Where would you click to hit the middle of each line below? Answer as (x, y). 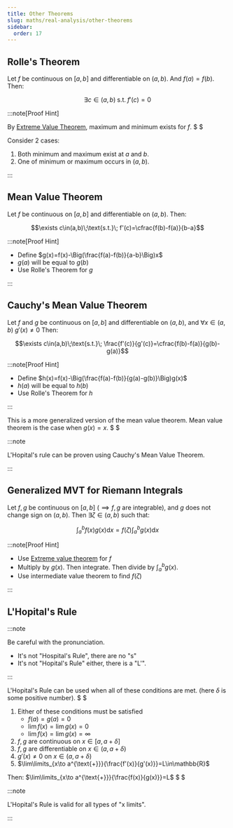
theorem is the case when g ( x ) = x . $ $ (64, 427)
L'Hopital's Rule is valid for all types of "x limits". (77, 805)
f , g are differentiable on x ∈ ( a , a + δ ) (72, 749)
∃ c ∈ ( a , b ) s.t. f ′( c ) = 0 (118, 100)
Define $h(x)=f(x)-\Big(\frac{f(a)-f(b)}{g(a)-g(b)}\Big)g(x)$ (102, 378)
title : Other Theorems (40, 14)
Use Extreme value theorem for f (64, 558)
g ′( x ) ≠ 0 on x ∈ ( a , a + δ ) (55, 756)
